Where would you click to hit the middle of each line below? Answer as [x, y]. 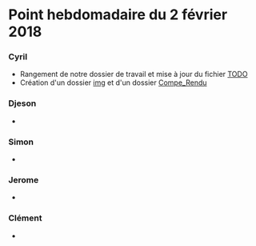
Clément [25, 218]
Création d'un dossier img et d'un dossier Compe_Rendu [113, 83]
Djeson [22, 103]
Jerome [24, 180]
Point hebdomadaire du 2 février [118, 15]
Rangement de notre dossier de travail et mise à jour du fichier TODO [134, 75]
